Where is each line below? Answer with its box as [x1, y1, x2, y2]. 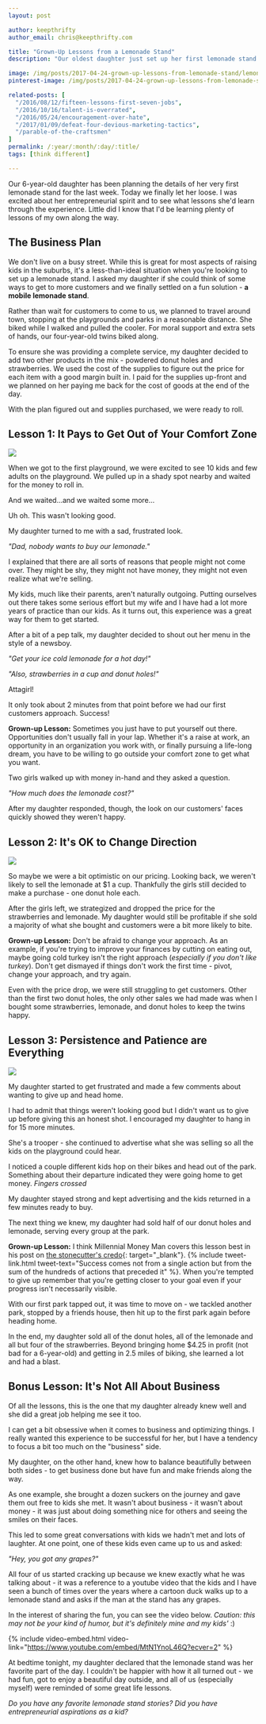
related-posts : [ [8, 91, 66, 99]
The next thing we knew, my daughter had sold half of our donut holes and [8, 1218, 252, 1227]
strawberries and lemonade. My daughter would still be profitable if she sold [8, 912, 257, 922]
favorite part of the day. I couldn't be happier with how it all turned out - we [8, 1666, 253, 1676]
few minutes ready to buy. [8, 1203, 93, 1212]
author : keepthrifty [8, 25, 77, 34]
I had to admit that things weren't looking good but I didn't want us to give [8, 1106, 249, 1115]
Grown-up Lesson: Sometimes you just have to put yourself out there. [8, 724, 237, 733]
